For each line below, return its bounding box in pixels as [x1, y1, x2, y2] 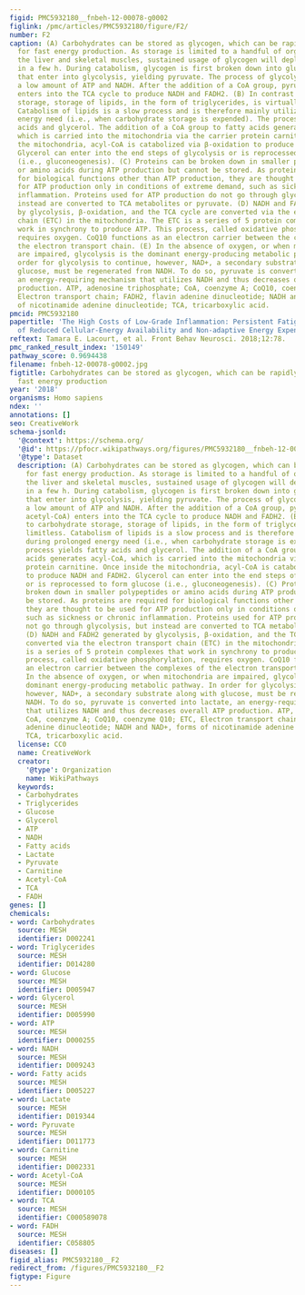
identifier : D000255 [17, 1035, 95, 1045]
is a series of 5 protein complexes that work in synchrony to [25, 647, 271, 656]
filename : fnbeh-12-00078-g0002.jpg [9, 360, 148, 369]
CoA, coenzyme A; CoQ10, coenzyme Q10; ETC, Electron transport [25, 714, 274, 723]
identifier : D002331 [17, 1162, 95, 1171]
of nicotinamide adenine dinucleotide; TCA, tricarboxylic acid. [17, 301, 271, 310]
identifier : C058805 [17, 1238, 95, 1248]
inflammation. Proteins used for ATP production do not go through [17, 191, 279, 200]
